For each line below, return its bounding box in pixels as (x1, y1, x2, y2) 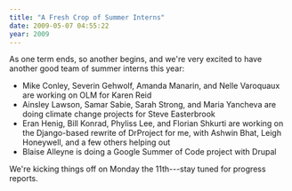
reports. (9, 173, 38, 184)
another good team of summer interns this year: (9, 63, 185, 74)
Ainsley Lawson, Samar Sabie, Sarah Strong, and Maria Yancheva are (21, 99, 277, 110)
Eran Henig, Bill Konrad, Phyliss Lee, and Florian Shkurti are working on (21, 118, 284, 129)
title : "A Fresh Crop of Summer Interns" (9, 12, 166, 22)
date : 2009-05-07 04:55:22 (9, 21, 109, 30)
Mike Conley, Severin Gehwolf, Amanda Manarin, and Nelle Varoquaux (21, 81, 280, 92)
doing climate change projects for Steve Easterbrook (21, 108, 216, 120)
